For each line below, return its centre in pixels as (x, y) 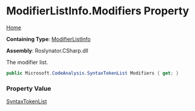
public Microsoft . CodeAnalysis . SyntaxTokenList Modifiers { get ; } (93, 73)
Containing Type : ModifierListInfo (48, 39)
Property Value (29, 88)
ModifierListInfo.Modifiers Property (98, 11)
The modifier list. (27, 62)
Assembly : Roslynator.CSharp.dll (47, 50)
